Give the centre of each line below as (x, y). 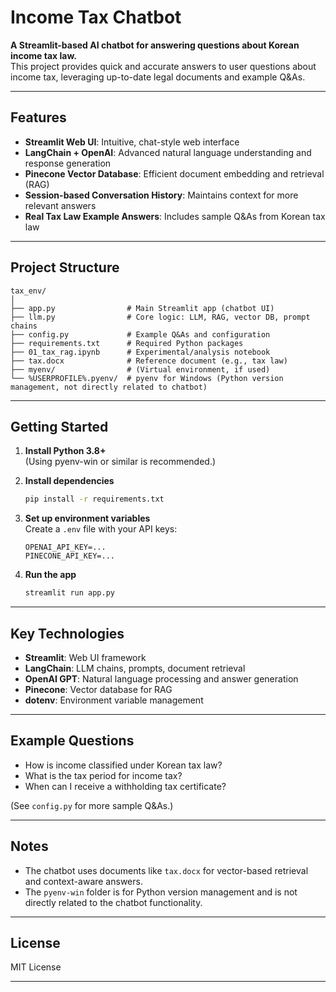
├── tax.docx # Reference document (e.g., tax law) (149, 361)
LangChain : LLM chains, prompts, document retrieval (135, 668)
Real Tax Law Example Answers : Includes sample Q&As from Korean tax (175, 216)
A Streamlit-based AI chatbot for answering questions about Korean (155, 45)
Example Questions (72, 741)
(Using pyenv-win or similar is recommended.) (120, 462)
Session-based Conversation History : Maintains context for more (161, 195)
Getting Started (59, 426)
